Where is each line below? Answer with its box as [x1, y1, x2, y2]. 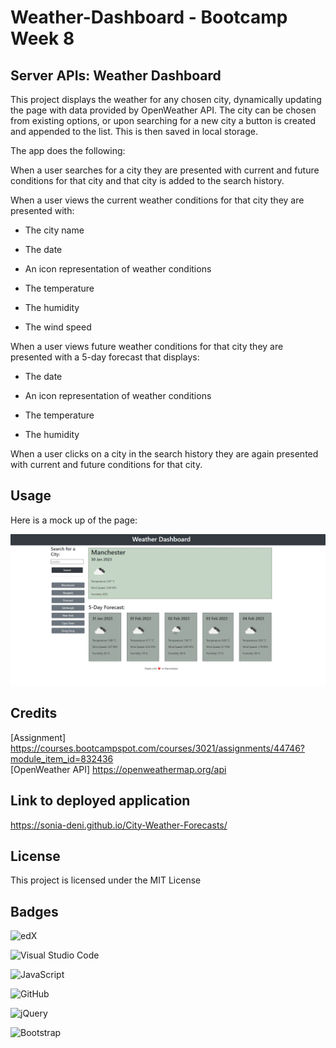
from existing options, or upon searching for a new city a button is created [10, 115, 317, 126]
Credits [10, 705, 58, 722]
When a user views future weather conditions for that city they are [10, 341, 284, 352]
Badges [10, 903, 59, 920]
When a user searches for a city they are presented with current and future [10, 164, 320, 176]
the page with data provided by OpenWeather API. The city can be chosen [10, 104, 317, 116]
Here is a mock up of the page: [10, 514, 138, 526]
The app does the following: [10, 145, 126, 156]
